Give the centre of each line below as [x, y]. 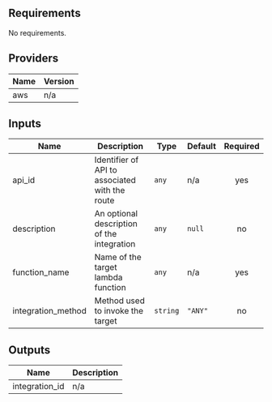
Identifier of [117, 160]
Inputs [25, 124]
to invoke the [119, 311]
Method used [120, 301]
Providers [34, 59]
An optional [116, 214]
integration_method [49, 311]
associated [115, 180]
